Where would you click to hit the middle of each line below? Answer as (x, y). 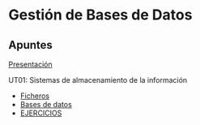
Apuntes (30, 45)
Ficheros (35, 96)
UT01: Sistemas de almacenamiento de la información (98, 80)
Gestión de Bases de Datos (100, 15)
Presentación (30, 64)
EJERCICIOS (41, 113)
